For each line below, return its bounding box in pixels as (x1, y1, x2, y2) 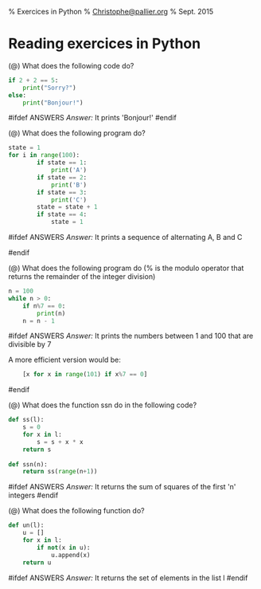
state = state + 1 (37, 203, 98, 211)
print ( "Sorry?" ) (22, 84, 77, 92)
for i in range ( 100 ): (8, 151, 80, 159)
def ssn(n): (8, 460, 48, 469)
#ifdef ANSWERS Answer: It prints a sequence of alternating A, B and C (8, 233, 243, 242)
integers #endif (8, 490, 59, 501)
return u (22, 558, 52, 567)
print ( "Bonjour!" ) (22, 99, 84, 107)
